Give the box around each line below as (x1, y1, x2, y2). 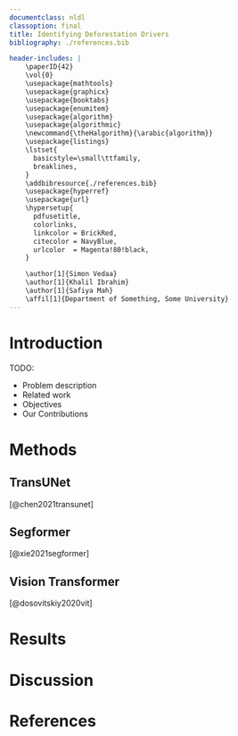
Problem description (21, 380, 97, 390)
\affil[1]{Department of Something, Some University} (25, 294, 229, 304)
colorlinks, (32, 220, 78, 229)
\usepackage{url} (25, 196, 90, 205)
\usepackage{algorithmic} (25, 121, 122, 130)
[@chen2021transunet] (9, 498, 94, 509)
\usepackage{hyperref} (25, 187, 110, 197)
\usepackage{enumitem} (25, 104, 110, 113)
